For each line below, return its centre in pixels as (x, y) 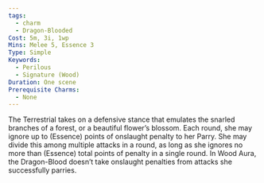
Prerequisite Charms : (44, 90)
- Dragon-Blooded (44, 30)
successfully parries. (43, 170)
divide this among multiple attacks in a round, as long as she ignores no (126, 145)
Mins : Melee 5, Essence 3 (51, 45)
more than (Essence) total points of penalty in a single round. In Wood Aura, (132, 154)
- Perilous (33, 68)
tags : (17, 16)
